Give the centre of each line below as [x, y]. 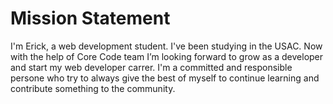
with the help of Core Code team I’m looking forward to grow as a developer [167, 56]
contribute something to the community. [93, 88]
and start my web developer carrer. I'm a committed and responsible [151, 67]
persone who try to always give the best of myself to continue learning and [165, 78]
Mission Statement [90, 18]
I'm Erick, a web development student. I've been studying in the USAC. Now [166, 46]
